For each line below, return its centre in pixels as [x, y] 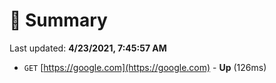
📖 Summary [58, 20]
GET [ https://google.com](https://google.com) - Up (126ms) [145, 67]
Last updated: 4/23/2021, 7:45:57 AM [88, 48]
